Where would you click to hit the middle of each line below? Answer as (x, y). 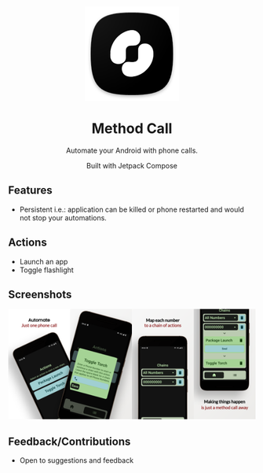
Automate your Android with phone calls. (132, 150)
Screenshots (40, 294)
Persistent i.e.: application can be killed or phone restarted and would (132, 209)
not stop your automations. (63, 217)
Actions (27, 243)
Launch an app (44, 261)
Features (30, 190)
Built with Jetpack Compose (132, 165)
